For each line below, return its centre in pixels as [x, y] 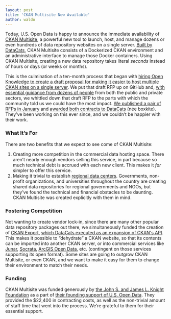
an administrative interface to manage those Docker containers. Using [79, 56]
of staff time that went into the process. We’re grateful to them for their [80, 306]
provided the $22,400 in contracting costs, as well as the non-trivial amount [85, 300]
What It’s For [21, 133]
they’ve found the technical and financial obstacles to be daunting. [83, 192]
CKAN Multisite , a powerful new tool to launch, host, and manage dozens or [85, 39]
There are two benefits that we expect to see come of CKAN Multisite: [79, 144]
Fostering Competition [34, 211]
